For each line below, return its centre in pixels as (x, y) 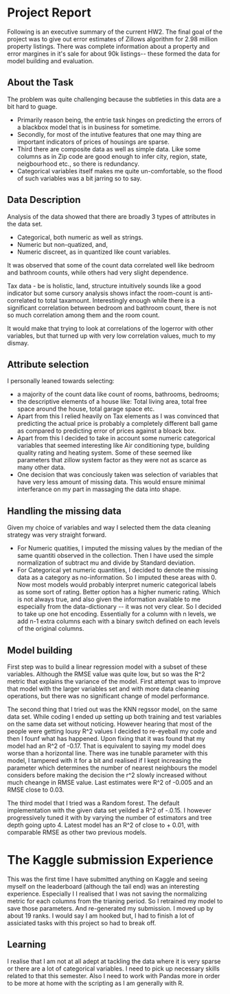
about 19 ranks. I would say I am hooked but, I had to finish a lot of (101, 916)
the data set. (25, 224)
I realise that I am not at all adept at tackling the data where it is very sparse (114, 961)
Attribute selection (48, 364)
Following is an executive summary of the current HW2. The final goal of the (115, 32)
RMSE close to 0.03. (36, 790)
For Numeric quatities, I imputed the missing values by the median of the (120, 548)
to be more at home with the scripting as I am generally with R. (95, 983)
